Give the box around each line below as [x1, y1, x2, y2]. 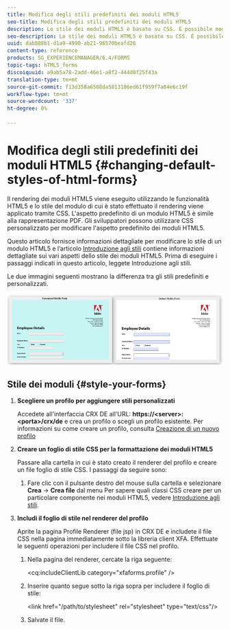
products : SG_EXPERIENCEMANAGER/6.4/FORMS [7, 55, 130, 62]
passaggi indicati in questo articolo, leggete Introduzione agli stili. [7, 259, 192, 267]
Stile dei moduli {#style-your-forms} [7, 378, 166, 390]
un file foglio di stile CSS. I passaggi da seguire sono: [16, 466, 168, 474]
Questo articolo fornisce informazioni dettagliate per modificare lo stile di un [7, 237, 222, 245]
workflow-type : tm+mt [7, 91, 69, 97]
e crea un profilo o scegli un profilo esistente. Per [64, 417, 203, 425]
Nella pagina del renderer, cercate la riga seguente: [27, 556, 172, 564]
